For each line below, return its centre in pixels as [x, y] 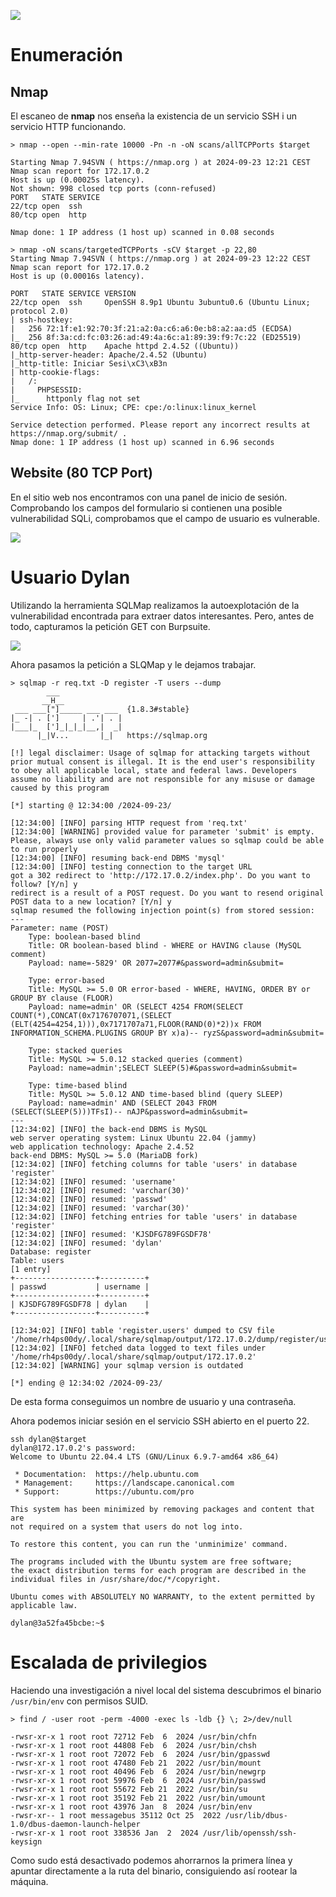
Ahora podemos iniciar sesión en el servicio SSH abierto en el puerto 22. [160, 1421]
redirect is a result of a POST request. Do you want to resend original [167, 893]
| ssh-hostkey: [42, 320]
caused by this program [60, 788]
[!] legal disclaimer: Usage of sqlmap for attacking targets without [160, 753]
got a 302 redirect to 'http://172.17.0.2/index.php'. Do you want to [160, 875]
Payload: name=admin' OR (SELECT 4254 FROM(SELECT [136, 1006]
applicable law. [44, 1605]
